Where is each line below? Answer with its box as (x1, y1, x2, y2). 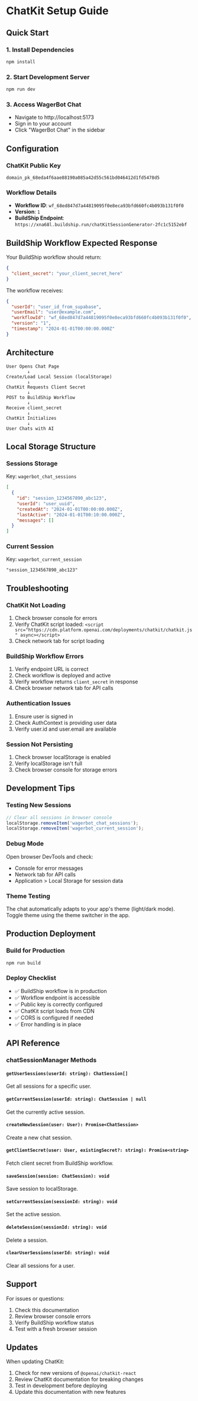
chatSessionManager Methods (6, 1056, 97, 1064)
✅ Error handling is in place (14, 1020, 82, 1028)
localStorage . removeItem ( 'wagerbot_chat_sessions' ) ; (6, 820, 139, 826)
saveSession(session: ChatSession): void (6, 1173, 110, 1179)
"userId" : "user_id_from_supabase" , (11, 304, 102, 310)
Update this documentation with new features (14, 1389, 126, 1396)
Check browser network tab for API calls (14, 685, 113, 692)
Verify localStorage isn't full (14, 760, 83, 767)
